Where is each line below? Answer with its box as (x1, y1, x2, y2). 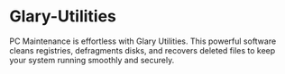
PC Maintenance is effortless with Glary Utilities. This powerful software (9, 36, 277, 46)
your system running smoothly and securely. (9, 54, 175, 65)
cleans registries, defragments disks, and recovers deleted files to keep (9, 45, 276, 55)
